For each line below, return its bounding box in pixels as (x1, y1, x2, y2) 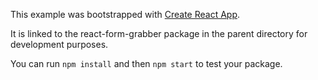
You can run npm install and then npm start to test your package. (10, 58, 283, 69)
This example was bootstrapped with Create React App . (10, 9, 241, 20)
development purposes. (10, 39, 109, 50)
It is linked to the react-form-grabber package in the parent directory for (10, 28, 308, 39)
